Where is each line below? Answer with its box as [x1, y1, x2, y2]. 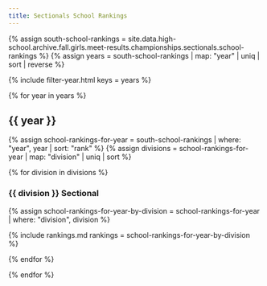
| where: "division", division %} [8, 214, 111, 224]
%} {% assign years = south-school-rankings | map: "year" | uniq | [39, 51, 260, 60]
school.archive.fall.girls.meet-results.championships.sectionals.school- [8, 42, 245, 52]
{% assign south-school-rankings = [8, 34, 127, 43]
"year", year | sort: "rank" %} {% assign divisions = [8, 144, 178, 153]
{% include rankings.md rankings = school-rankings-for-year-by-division [8, 230, 251, 239]
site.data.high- [127, 34, 177, 43]
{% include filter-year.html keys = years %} [8, 75, 151, 84]
